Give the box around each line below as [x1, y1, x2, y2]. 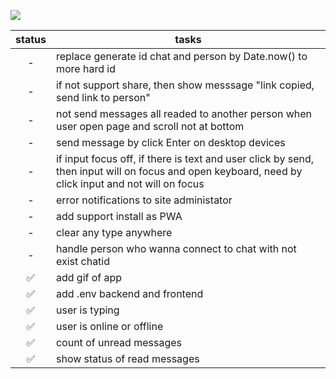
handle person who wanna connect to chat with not [55, 242, 297, 255]
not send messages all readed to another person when [55, 107, 313, 120]
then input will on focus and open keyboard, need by [55, 165, 303, 178]
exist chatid [55, 255, 111, 268]
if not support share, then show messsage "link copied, [55, 78, 315, 92]
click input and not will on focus [55, 177, 205, 190]
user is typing [55, 303, 120, 317]
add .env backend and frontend [55, 287, 204, 300]
